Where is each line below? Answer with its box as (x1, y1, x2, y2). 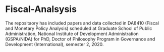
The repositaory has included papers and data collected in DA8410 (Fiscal (5, 20, 159, 26)
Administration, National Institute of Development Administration (5, 30, 139, 36)
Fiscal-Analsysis (5, 3, 77, 15)
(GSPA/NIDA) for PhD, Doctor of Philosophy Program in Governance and (5, 36, 155, 42)
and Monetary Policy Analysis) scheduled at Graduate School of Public (5, 25, 152, 31)
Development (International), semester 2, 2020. (5, 41, 104, 47)
